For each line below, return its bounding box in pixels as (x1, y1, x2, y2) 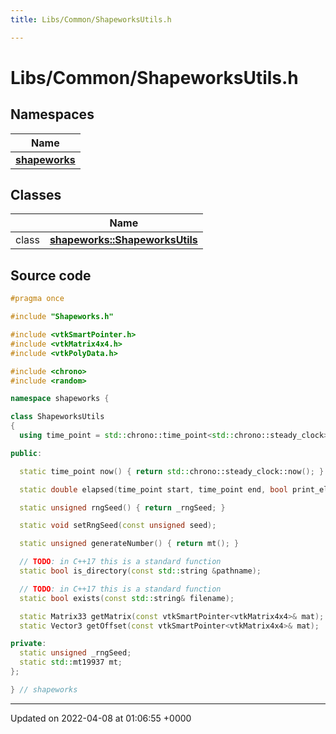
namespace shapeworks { (10, 394, 110, 404)
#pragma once (10, 294, 65, 304)
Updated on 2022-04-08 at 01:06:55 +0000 (10, 712, 192, 724)
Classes (10, 187, 62, 204)
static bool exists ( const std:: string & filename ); (19, 593, 235, 603)
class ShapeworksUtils (10, 412, 105, 422)
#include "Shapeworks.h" (10, 312, 114, 322)
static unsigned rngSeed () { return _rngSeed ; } (19, 502, 226, 513)
